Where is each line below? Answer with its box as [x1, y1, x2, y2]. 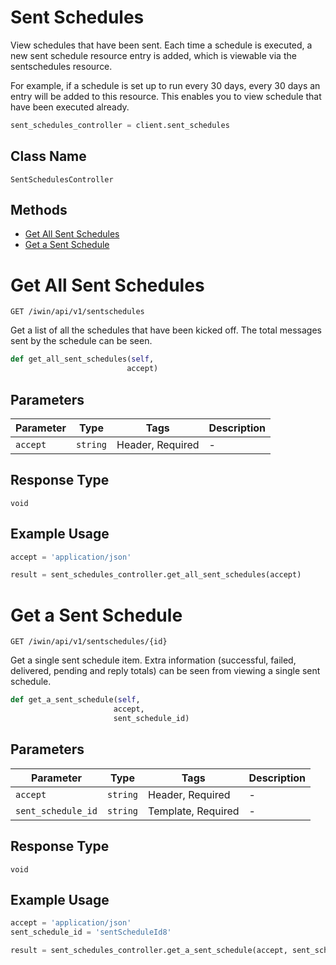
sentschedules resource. [10, 60, 113, 72]
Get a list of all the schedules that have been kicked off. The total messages [10, 324, 322, 336]
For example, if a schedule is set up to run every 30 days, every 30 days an [10, 79, 321, 91]
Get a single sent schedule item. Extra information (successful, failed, [10, 654, 297, 666]
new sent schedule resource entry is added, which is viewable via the [10, 49, 297, 61]
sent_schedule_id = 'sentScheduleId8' [10, 927, 172, 938]
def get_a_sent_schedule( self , [10, 695, 141, 705]
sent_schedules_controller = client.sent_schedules [10, 120, 230, 130]
